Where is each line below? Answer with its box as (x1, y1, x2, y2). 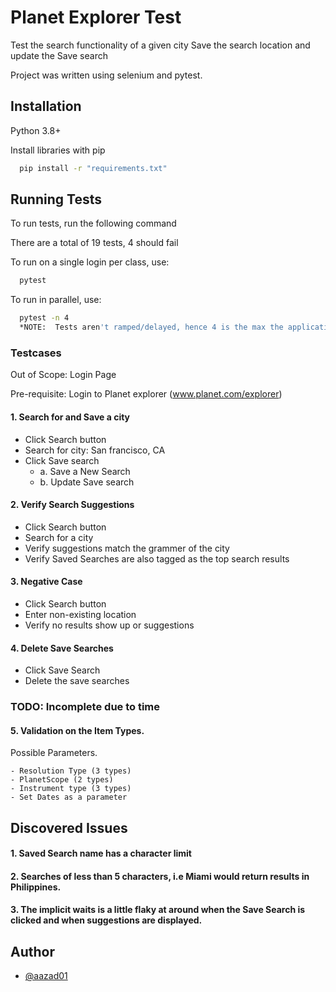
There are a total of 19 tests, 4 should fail (10, 237, 179, 249)
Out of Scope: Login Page (10, 369, 117, 381)
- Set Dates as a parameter (10, 792, 128, 803)
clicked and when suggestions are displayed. (10, 914, 203, 926)
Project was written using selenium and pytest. (10, 69, 203, 81)
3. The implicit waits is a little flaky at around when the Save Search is (10, 904, 306, 916)
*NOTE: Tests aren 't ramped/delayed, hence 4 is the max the (19, 322, 284, 333)
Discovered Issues (10, 819, 128, 836)
